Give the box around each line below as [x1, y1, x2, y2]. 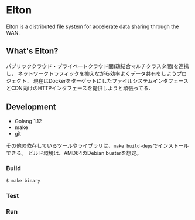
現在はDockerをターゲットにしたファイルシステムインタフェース [33, 77, 189, 84]
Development [6, 102, 57, 112]
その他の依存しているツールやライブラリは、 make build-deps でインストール [6, 142, 189, 149]
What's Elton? [6, 46, 59, 56]
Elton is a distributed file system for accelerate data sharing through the [6, 23, 179, 30]
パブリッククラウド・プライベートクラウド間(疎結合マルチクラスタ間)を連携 [6, 62, 189, 69]
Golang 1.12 [14, 117, 42, 124]
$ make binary [6, 177, 41, 184]
